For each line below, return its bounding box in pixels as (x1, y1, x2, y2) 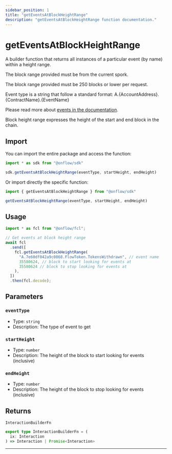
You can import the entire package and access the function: (5, 151, 132, 157)
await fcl (5, 240, 27, 245)
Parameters (5, 292, 44, 301)
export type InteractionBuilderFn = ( (5, 429, 88, 435)
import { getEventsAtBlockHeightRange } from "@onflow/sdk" (5, 189, 137, 194)
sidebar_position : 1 (5, 7, 50, 13)
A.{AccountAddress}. (114, 91, 160, 97)
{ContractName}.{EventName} (5, 97, 70, 103)
